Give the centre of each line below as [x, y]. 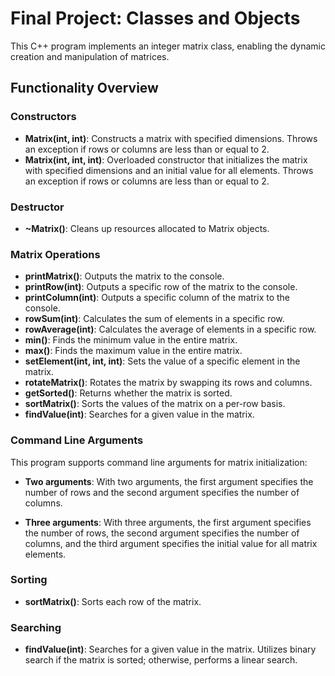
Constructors [43, 117]
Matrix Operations [55, 254]
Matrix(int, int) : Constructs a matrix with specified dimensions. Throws [171, 138]
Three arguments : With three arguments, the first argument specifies [168, 522]
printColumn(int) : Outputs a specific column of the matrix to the [157, 298]
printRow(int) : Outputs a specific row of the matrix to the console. [161, 287]
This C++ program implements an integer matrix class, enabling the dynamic [168, 46]
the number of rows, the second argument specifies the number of [162, 533]
